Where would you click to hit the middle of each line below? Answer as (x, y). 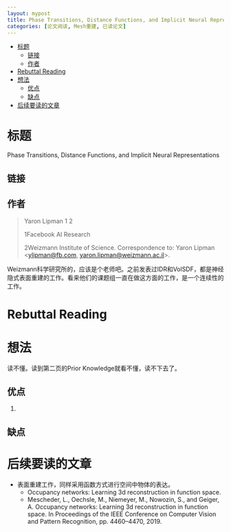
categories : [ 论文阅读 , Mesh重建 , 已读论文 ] (67, 26)
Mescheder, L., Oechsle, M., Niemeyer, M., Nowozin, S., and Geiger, (123, 499)
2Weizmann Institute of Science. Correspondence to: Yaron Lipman (119, 247)
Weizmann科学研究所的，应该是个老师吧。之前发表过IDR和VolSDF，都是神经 (115, 269)
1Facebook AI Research (57, 234)
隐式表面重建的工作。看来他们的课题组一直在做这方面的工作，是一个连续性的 (115, 277)
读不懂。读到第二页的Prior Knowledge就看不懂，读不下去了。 (94, 368)
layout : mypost (29, 13)
